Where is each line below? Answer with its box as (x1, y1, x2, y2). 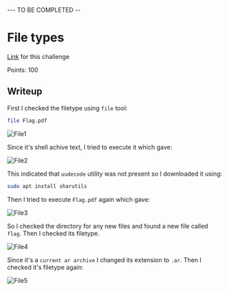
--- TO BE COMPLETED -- (7, 6, 81, 14)
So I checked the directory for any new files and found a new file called (7, 222, 208, 230)
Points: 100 (7, 65, 39, 74)
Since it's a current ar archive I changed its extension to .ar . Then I (7, 255, 202, 264)
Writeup (7, 86, 43, 97)
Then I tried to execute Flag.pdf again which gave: (7, 195, 150, 203)
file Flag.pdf (7, 117, 48, 124)
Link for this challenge (7, 52, 70, 60)
